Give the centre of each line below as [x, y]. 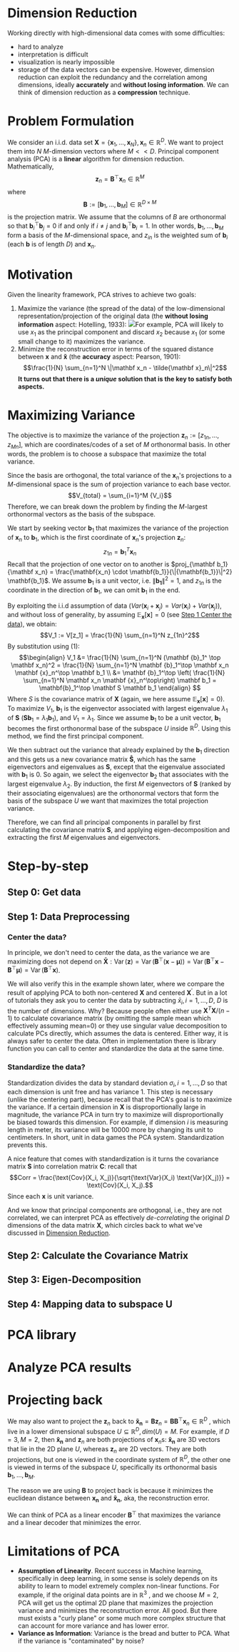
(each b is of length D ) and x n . [52, 245]
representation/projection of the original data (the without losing [113, 316]
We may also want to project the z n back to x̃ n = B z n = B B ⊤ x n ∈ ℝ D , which [119, 1421]
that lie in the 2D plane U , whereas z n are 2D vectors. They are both [107, 1450]
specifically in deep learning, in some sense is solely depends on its [117, 1578]
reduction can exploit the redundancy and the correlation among [112, 77]
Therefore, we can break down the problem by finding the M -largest [108, 507]
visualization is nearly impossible [66, 61]
